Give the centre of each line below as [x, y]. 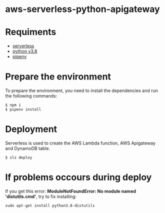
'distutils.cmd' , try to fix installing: [41, 196]
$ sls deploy [19, 157]
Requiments [31, 32]
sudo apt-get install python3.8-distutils [50, 205]
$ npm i [13, 105]
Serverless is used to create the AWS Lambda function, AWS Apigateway [80, 143]
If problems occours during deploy [78, 177]
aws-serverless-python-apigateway [82, 9]
